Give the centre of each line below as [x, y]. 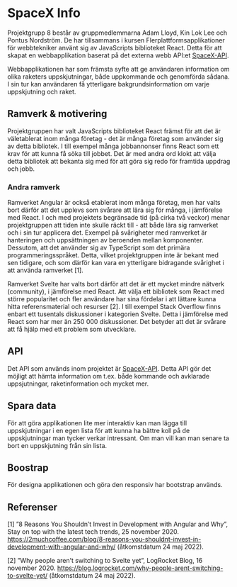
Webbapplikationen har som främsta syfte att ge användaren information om [118, 69]
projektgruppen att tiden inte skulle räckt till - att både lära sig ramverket [113, 225]
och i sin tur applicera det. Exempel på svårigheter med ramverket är [107, 233]
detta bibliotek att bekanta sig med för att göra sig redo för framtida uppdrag [119, 161]
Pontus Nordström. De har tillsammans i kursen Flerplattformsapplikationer [116, 40]
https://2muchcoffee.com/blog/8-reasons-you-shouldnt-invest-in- [104, 540]
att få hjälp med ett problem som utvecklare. [72, 329]
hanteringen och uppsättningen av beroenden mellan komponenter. [105, 240]
